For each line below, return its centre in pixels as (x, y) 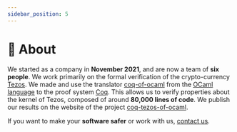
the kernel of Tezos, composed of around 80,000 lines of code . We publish (119, 99)
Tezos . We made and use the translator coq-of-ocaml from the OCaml (110, 84)
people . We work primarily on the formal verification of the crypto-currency (119, 76)
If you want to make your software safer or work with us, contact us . (109, 121)
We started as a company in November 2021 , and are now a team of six (114, 69)
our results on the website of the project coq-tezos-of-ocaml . (98, 107)
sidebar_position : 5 (38, 14)
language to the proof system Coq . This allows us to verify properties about (118, 92)
